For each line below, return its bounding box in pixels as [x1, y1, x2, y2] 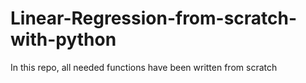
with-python [10, 28, 117, 51]
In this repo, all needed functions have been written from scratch [10, 61, 278, 73]
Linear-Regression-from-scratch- [10, 7, 298, 30]
